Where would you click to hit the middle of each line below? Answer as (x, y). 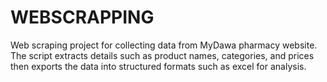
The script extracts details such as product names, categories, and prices (162, 55)
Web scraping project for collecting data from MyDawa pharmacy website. (164, 45)
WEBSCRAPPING (82, 17)
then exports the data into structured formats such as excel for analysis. (158, 66)
